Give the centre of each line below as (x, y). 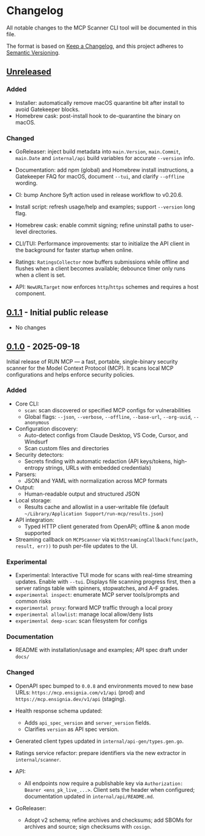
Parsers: (26, 474)
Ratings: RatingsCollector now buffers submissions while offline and (102, 262)
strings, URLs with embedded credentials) (99, 467)
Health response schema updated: (59, 711)
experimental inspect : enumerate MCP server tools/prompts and (97, 595)
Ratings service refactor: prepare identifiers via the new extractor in (101, 753)
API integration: (35, 520)
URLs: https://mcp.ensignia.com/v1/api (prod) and (80, 692)
